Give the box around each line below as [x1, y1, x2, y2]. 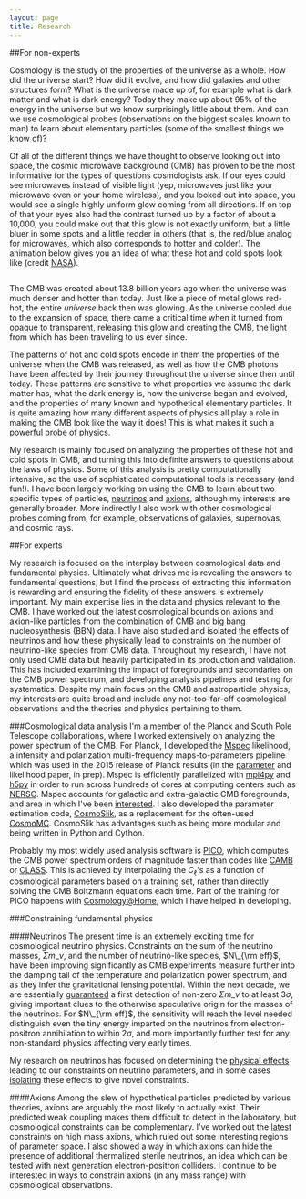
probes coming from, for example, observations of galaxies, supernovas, [9, 512, 282, 523]
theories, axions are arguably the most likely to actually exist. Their [9, 1102, 260, 1113]
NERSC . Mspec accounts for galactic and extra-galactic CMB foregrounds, [9, 788, 290, 799]
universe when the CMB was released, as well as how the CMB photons [9, 358, 279, 370]
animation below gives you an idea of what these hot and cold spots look [9, 247, 283, 258]
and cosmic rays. [9, 521, 75, 532]
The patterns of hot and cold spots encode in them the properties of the [9, 349, 280, 360]
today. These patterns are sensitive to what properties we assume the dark [9, 378, 291, 389]
